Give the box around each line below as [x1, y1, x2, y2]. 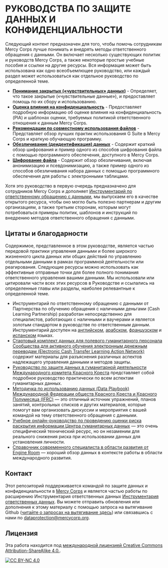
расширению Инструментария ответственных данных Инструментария [5, 493, 159, 499]
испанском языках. [12, 332, 54, 338]
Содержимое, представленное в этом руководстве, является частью [5, 243, 154, 249]
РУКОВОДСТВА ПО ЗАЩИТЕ [5, 3, 131, 15]
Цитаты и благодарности [5, 229, 88, 238]
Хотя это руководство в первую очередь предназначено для [5, 182, 136, 188]
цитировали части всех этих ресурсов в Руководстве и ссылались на [5, 280, 155, 286]
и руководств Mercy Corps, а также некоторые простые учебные [5, 57, 144, 63]
